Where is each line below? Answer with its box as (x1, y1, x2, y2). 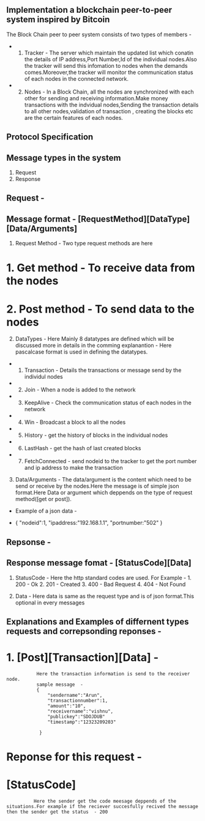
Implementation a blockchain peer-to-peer (6, 5, 173, 15)
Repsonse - (6, 537, 51, 547)
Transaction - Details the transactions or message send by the (24, 366, 182, 374)
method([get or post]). (15, 496, 72, 503)
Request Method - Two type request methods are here (15, 240, 153, 247)
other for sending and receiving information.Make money (24, 94, 168, 102)
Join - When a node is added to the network (24, 386, 136, 393)
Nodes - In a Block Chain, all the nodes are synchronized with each (24, 88, 194, 95)
